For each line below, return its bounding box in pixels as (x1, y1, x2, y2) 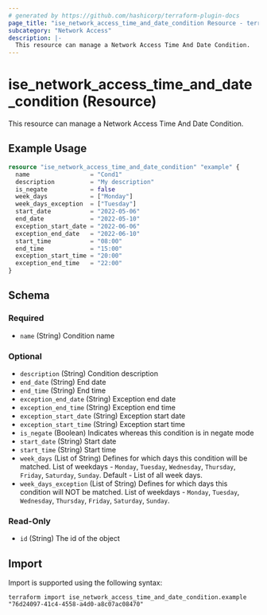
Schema (8, 288, 50, 303)
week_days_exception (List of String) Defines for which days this (19, 479, 228, 488)
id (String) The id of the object (19, 534, 121, 543)
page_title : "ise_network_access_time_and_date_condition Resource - (8, 19, 244, 27)
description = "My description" (15, 178, 155, 186)
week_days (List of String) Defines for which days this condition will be (19, 453, 248, 463)
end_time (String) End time (19, 386, 106, 395)
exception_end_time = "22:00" (15, 260, 123, 268)
